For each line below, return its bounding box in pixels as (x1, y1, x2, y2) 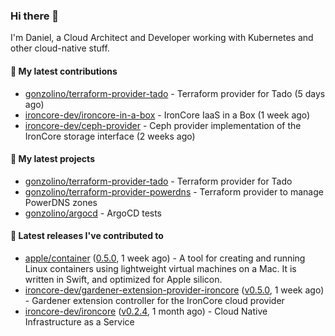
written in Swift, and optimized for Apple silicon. (24, 273, 223, 285)
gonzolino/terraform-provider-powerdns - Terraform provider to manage (24, 185, 324, 198)
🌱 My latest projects (10, 153, 95, 165)
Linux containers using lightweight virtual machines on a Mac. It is (24, 262, 297, 274)
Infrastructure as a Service (24, 315, 135, 328)
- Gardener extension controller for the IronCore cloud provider (24, 294, 285, 306)
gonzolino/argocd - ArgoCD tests (24, 207, 163, 219)
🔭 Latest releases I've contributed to (10, 230, 164, 242)
